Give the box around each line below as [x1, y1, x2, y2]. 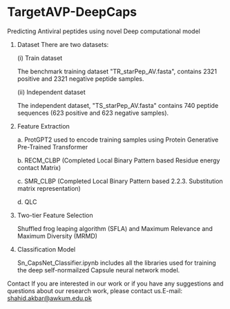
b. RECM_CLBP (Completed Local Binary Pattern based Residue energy [17, 156, 220, 165]
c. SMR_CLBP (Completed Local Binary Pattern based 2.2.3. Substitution [17, 177, 223, 185]
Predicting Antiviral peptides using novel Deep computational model [7, 27, 200, 35]
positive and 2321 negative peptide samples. [17, 74, 144, 83]
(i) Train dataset [17, 53, 63, 62]
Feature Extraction [17, 122, 70, 130]
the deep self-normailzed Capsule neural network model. [17, 265, 180, 274]
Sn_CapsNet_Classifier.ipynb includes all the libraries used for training [17, 259, 216, 267]
